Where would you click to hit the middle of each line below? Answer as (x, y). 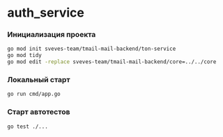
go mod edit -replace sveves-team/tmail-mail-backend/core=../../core (112, 62)
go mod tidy (24, 56)
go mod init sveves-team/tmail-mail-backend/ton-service (92, 49)
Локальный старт (39, 80)
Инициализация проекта (52, 35)
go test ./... (28, 127)
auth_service (46, 13)
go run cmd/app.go (34, 94)
